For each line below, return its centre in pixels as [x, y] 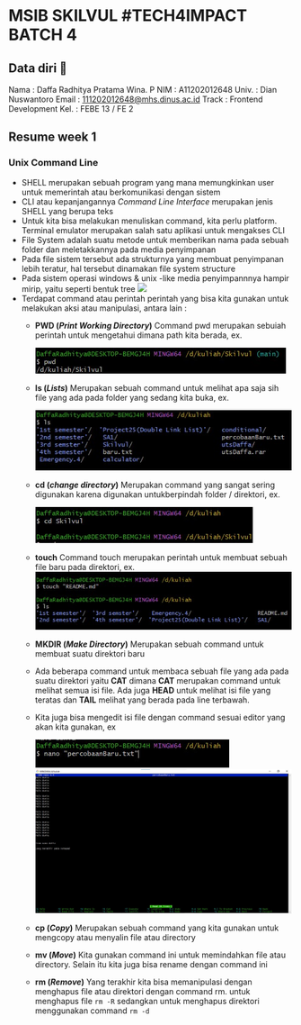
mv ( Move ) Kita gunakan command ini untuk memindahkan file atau [160, 955]
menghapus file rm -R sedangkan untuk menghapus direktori [147, 1002]
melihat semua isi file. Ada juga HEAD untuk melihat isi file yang [153, 691]
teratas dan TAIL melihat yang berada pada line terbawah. [142, 700]
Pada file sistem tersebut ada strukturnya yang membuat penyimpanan [152, 259]
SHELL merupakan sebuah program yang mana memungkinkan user [148, 182]
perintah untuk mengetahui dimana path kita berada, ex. [138, 335]
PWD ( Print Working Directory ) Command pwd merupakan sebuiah [160, 325]
